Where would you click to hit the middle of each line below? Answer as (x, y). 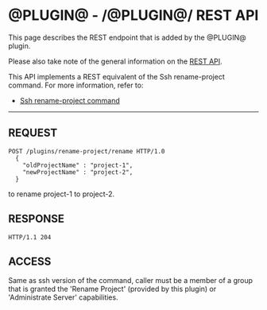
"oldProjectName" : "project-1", (78, 165)
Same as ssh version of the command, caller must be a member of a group (130, 281)
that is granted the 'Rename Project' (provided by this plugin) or (112, 289)
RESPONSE (37, 219)
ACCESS (30, 261)
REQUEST (33, 133)
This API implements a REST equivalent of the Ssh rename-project (116, 76)
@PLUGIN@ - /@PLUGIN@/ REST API (133, 15)
